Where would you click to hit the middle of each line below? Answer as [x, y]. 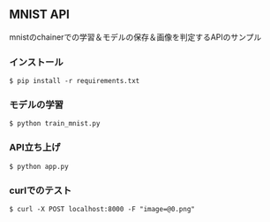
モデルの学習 [37, 105]
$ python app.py [39, 166]
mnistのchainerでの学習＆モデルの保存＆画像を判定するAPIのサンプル [135, 37]
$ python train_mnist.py [55, 124]
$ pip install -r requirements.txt [75, 81]
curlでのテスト [41, 190]
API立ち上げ [35, 148]
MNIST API [40, 15]
